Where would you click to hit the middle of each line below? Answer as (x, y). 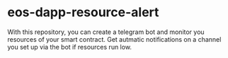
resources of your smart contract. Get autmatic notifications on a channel (114, 39)
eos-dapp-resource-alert (83, 12)
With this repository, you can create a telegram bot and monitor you (106, 32)
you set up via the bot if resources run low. (70, 47)
